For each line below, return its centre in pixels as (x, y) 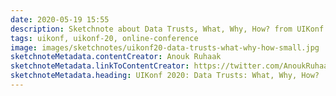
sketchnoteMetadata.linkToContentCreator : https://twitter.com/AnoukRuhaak (171, 66)
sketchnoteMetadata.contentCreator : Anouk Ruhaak (116, 57)
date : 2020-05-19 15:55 (60, 19)
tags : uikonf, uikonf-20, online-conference (104, 38)
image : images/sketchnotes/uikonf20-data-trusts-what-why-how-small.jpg (165, 47)
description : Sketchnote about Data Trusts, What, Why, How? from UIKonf (167, 29)
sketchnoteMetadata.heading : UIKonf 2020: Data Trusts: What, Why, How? (165, 76)
